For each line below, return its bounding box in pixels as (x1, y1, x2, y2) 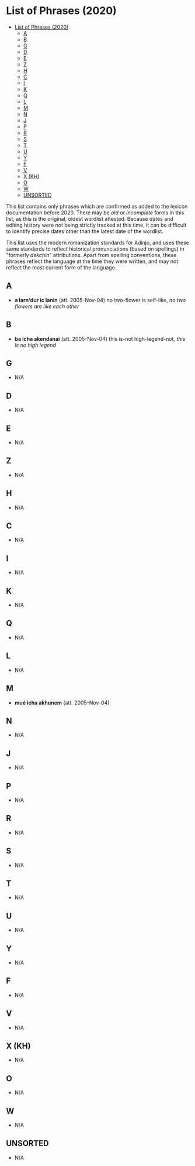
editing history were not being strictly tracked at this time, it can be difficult (6, 221, 187, 228)
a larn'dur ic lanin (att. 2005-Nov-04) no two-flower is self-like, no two (14, 296, 186, 303)
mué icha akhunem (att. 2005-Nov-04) (14, 699, 110, 706)
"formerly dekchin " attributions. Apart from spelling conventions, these (6, 251, 177, 258)
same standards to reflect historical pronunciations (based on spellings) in (6, 245, 185, 252)
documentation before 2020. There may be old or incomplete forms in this (6, 209, 184, 216)
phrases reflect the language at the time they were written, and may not (6, 258, 179, 265)
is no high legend (14, 341, 57, 348)
